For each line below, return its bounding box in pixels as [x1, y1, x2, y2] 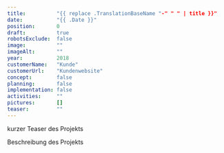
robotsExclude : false [7, 36, 72, 43]
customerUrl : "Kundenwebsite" [7, 67, 103, 74]
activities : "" [7, 93, 63, 100]
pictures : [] [7, 99, 63, 106]
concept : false [7, 73, 72, 81]
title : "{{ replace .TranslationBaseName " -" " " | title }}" [7, 10, 217, 17]
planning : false [7, 80, 72, 87]
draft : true [7, 29, 70, 36]
